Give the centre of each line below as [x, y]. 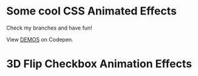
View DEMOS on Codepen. [40, 39]
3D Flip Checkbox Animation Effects [99, 64]
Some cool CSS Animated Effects [92, 11]
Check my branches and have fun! [49, 28]
